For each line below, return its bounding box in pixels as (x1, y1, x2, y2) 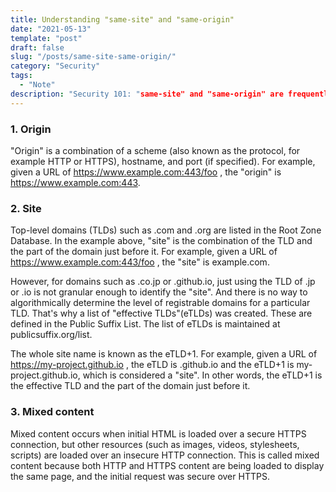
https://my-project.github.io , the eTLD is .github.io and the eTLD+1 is (10, 359, 295, 371)
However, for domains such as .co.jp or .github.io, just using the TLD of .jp (10, 276, 316, 288)
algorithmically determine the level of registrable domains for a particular (10, 297, 311, 309)
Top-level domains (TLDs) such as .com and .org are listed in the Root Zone (10, 224, 322, 236)
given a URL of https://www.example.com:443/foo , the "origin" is (10, 166, 282, 178)
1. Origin (10, 122, 52, 136)
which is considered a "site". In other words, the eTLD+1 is (82, 369, 323, 381)
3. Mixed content (10, 405, 95, 419)
